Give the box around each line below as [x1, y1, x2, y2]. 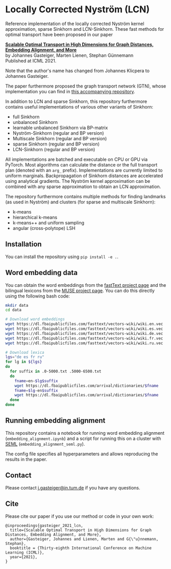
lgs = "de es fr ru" [5, 354, 44, 360]
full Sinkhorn [12, 114, 40, 120]
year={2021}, [10, 554, 38, 559]
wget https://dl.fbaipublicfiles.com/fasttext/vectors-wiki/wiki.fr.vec [5, 335, 163, 341]
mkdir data [5, 303, 29, 308]
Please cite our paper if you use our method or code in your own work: [5, 513, 154, 519]
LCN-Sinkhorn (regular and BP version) [12, 146, 95, 152]
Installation [5, 240, 42, 249]
